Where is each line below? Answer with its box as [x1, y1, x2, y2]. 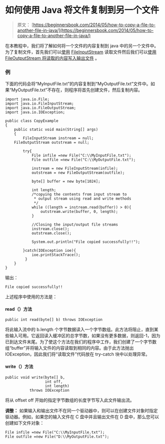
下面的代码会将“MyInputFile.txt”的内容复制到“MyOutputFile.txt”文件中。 [5, 81, 151, 87]
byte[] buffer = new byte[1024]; [31, 179, 100, 184]
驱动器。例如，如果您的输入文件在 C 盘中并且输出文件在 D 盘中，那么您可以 [5, 413, 160, 420]
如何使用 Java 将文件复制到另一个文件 [5, 4, 160, 16]
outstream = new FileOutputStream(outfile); [31, 170, 125, 175]
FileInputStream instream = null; [23, 136, 94, 141]
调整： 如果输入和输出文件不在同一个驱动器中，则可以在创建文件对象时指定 [5, 407, 158, 413]
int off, [44, 379, 63, 384]
